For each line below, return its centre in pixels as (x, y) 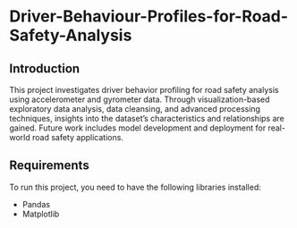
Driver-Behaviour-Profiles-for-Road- (149, 17)
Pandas (36, 204)
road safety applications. (77, 137)
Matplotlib (41, 214)
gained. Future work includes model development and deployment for (138, 128)
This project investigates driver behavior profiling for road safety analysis (144, 90)
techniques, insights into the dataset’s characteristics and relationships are (147, 118)
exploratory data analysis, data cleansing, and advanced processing (135, 109)
